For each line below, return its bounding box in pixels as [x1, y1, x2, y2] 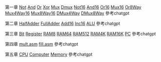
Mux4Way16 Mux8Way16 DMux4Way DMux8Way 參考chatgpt [5, 10, 130, 16]
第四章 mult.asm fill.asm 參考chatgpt [5, 41, 79, 47]
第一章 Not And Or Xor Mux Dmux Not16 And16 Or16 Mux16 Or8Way [5, 4, 141, 10]
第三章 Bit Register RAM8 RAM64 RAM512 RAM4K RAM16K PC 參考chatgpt [5, 31, 156, 36]
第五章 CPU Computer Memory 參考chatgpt [5, 51, 93, 57]
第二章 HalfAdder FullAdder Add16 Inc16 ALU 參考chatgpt [5, 21, 121, 26]
